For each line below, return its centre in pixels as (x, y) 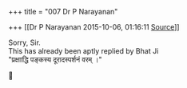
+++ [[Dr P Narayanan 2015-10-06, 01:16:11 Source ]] (94, 27)
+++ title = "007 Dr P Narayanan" (63, 12)
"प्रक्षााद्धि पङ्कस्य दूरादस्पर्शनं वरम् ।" (55, 60)
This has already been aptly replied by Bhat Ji (84, 51)
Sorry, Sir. (25, 42)
